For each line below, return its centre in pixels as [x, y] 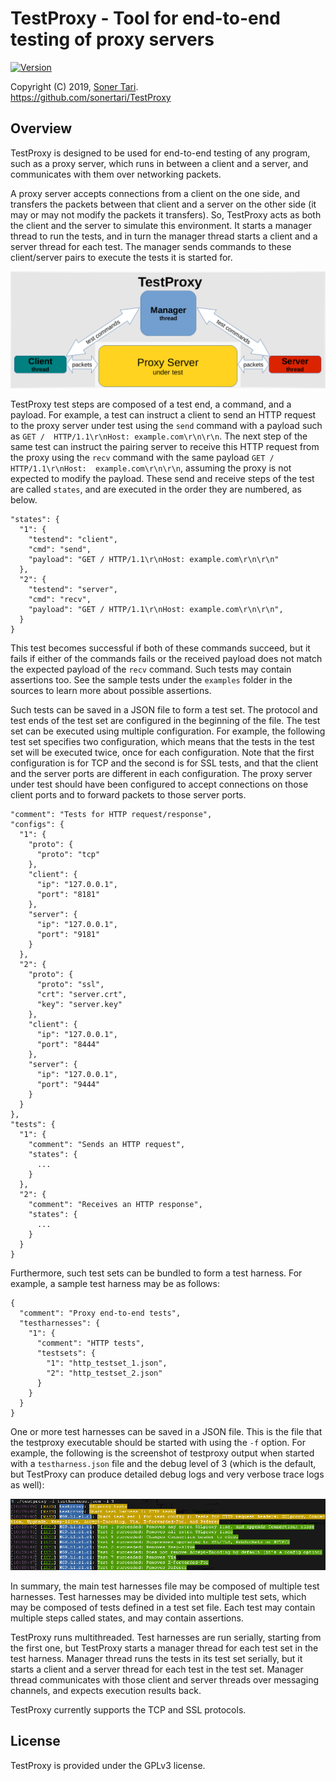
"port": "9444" [68, 1084]
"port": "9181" [68, 934]
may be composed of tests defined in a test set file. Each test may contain [163, 1607]
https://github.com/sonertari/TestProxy [91, 97]
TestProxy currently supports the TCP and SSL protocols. [128, 1709]
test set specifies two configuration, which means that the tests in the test [162, 741]
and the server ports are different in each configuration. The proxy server [161, 773]
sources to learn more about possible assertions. [111, 690]
